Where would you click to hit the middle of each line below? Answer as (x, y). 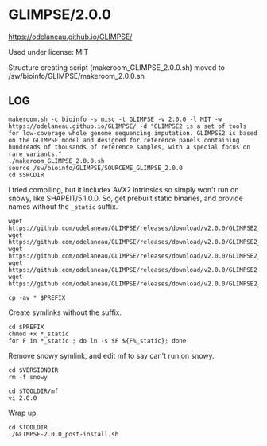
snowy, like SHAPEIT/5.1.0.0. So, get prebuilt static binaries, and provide (126, 198)
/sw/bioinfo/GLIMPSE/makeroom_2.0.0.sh (76, 76)
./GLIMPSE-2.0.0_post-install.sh (64, 434)
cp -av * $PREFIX (37, 297)
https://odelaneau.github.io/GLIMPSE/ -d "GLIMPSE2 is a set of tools (128, 126)
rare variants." (35, 154)
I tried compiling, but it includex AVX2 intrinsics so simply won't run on (124, 189)
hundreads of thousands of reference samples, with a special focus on (129, 147)
